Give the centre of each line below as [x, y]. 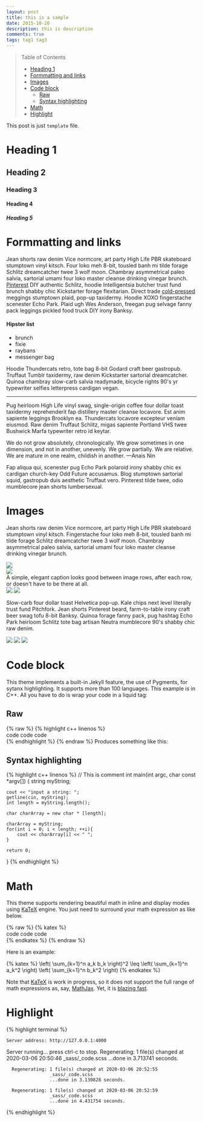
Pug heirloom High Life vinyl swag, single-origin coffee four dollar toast [95, 405]
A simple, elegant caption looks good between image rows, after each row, [99, 577]
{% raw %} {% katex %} [36, 928]
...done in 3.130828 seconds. [87, 1080]
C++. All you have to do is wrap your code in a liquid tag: [77, 695]
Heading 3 [22, 189]
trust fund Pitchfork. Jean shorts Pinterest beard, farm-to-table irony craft [98, 609]
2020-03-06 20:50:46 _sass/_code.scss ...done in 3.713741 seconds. [92, 1058]
